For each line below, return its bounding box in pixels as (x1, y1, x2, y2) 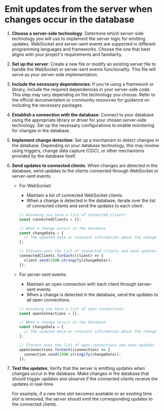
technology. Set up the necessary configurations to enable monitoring (11, 122, 155, 128)
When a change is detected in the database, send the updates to (26, 291, 159, 298)
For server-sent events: (19, 271, 67, 277)
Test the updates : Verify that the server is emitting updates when (11, 365, 145, 371)
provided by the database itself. (11, 153, 77, 159)
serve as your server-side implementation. (11, 71, 98, 77)
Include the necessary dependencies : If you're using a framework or (11, 81, 154, 87)
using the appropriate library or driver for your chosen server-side (11, 117, 147, 123)
